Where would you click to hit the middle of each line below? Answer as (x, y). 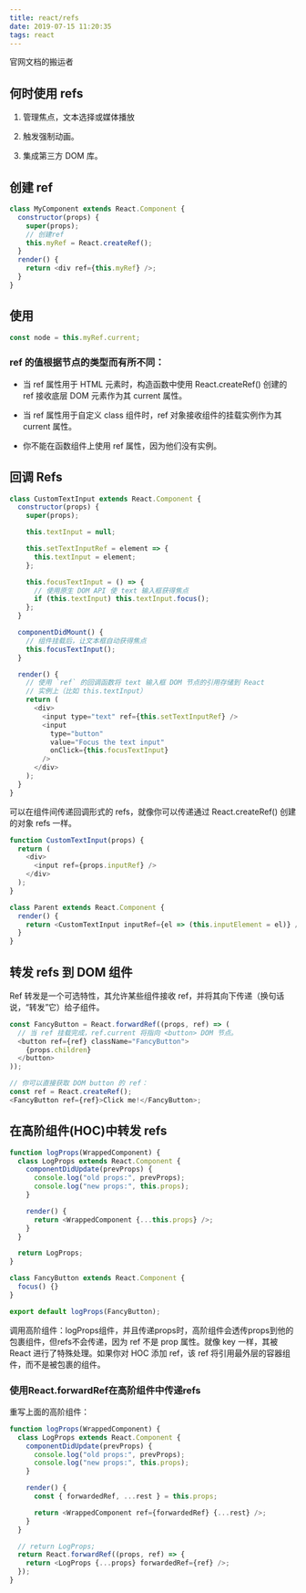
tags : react (32, 35)
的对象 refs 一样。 (43, 822)
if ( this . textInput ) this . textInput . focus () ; (121, 599)
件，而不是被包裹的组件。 (57, 1364)
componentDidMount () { (61, 633)
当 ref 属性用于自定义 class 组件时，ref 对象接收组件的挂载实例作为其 (152, 415)
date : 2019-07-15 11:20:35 (61, 26)
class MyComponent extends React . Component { (97, 209)
